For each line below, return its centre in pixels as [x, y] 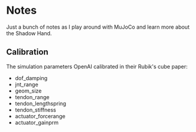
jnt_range [27, 84]
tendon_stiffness [35, 110]
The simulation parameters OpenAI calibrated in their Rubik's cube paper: [97, 66]
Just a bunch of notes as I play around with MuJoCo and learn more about [98, 27]
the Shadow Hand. [29, 33]
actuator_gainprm [37, 122]
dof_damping [31, 78]
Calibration [28, 52]
